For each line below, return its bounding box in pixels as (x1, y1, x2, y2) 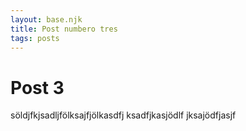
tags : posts (10, 33, 60, 43)
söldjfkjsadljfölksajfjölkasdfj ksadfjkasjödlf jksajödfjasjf (10, 109, 237, 121)
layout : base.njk (10, 14, 83, 25)
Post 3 (10, 76, 65, 99)
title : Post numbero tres (10, 24, 118, 34)
